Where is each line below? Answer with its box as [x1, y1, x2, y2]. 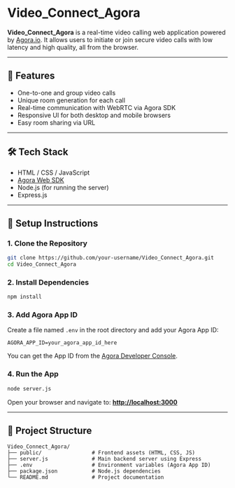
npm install [7, 293, 42, 301]
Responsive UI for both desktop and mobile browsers [17, 111, 171, 119]
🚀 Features [7, 70, 55, 82]
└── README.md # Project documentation [7, 474, 164, 481]
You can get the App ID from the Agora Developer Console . [7, 352, 178, 360]
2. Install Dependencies [7, 277, 90, 287]
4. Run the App [7, 370, 59, 379]
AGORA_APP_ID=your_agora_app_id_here [7, 339, 117, 346]
